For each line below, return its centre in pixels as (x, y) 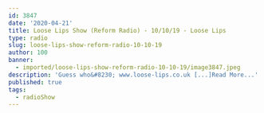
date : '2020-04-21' (41, 23)
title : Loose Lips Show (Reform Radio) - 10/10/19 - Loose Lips (117, 30)
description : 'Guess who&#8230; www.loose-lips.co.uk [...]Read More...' (134, 75)
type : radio (28, 38)
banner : (21, 60)
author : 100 (28, 53)
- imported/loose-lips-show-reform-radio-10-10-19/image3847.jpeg (128, 68)
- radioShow (35, 97)
